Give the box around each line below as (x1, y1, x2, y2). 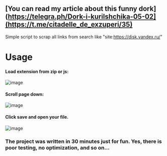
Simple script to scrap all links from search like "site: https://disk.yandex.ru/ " (5, 33, 162, 40)
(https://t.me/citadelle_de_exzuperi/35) (5, 20, 133, 29)
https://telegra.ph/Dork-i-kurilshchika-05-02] (8, 13, 156, 21)
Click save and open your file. (5, 114, 69, 120)
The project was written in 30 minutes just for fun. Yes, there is (5, 138, 162, 145)
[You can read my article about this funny (5, 5, 137, 13)
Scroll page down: (5, 91, 44, 97)
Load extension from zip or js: (5, 68, 69, 74)
